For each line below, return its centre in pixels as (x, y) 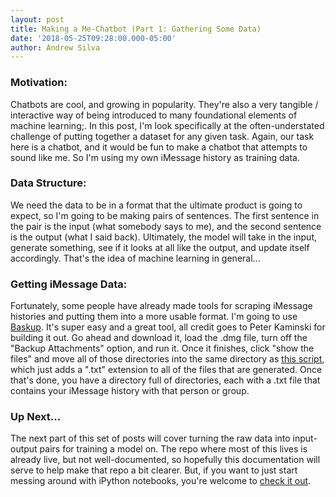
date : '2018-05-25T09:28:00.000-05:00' (93, 38)
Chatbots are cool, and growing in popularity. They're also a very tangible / (164, 104)
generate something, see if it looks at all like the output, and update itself (160, 247)
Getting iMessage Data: (69, 284)
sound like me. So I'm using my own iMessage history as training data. (155, 157)
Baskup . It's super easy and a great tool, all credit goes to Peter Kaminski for (168, 327)
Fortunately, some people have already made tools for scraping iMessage (161, 306)
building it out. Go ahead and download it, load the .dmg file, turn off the (159, 338)
